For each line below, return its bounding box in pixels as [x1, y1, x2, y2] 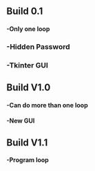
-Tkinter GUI [6, 60, 49, 70]
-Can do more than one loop [6, 101, 88, 109]
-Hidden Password [6, 41, 70, 51]
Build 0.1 [6, 6, 43, 17]
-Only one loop [6, 24, 50, 33]
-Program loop [6, 156, 49, 164]
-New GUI [6, 117, 35, 125]
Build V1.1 [6, 137, 48, 148]
